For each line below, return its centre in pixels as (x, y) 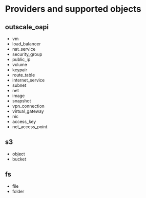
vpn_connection (28, 106)
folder (18, 191)
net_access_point (30, 127)
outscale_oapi (27, 27)
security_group (27, 54)
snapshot (21, 101)
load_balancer (26, 44)
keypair (20, 70)
